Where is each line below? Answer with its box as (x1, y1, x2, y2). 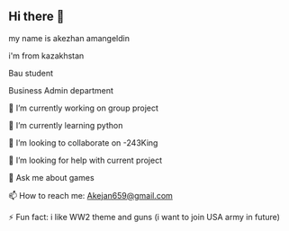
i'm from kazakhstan (8, 50, 85, 61)
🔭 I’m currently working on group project (8, 102, 159, 113)
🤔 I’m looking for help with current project (8, 155, 163, 165)
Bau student (8, 67, 54, 78)
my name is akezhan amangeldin (8, 32, 130, 43)
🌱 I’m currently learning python (8, 120, 123, 130)
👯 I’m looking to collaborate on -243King (8, 137, 158, 148)
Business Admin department (8, 84, 114, 95)
